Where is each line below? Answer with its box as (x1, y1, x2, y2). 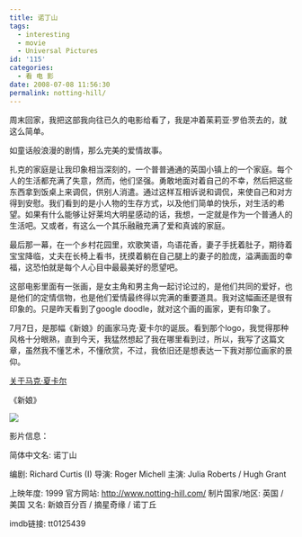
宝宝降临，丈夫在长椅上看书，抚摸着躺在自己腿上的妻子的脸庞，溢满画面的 (9, 250, 285, 261)
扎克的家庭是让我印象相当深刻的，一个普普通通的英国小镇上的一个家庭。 (9, 164, 277, 175)
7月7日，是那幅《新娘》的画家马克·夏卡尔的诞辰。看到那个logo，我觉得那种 (9, 322, 289, 333)
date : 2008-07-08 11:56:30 (9, 80, 111, 89)
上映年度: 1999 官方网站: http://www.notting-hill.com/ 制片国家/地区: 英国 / (9, 488, 284, 498)
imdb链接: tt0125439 (9, 518, 86, 529)
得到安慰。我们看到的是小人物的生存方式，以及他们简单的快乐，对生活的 (9, 197, 277, 208)
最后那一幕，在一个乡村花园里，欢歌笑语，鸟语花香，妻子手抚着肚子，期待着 (9, 239, 293, 250)
